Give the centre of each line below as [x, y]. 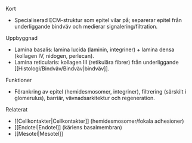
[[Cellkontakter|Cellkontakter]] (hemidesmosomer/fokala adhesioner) [99, 121]
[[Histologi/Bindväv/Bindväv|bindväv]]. [62, 69]
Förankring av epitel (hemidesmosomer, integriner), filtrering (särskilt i [100, 91]
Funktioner [19, 80]
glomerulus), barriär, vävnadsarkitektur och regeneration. [85, 98]
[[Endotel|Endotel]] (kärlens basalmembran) [68, 127]
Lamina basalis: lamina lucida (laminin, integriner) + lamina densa [94, 49]
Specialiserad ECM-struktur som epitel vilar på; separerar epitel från [98, 20]
